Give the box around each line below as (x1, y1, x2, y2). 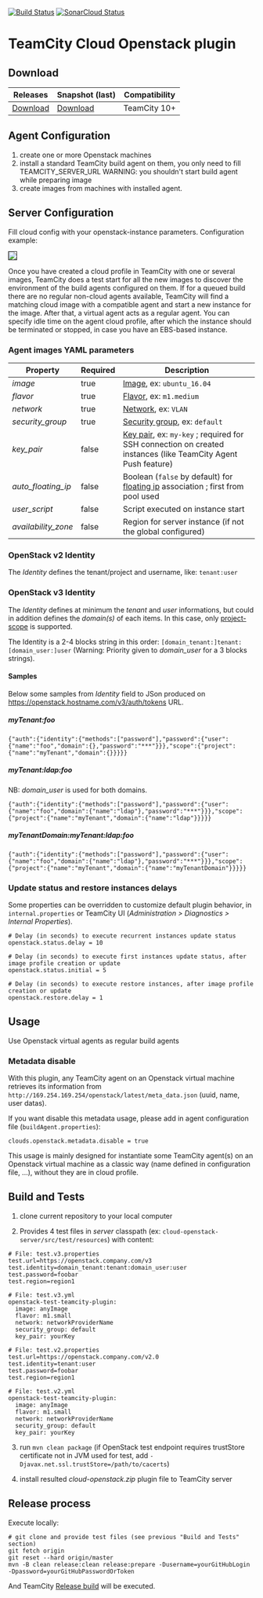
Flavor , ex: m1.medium (122, 390, 200, 401)
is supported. (30, 621, 73, 631)
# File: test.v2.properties (8, 1346, 100, 1354)
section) (8, 1540, 37, 1548)
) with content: (106, 1234, 154, 1244)
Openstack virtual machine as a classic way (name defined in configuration (8, 1159, 250, 1169)
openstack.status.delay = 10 (8, 938, 103, 946)
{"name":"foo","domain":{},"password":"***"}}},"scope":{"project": (8, 742, 236, 750)
